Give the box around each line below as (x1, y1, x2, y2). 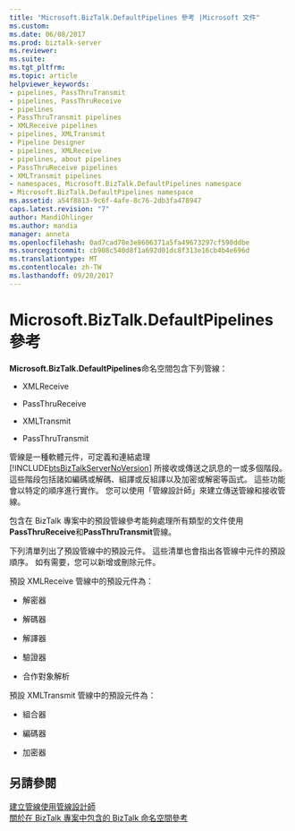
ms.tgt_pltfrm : (9, 64, 66, 73)
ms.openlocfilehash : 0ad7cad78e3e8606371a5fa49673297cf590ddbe (9, 238, 250, 247)
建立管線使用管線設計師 (9, 801, 96, 811)
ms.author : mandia (9, 221, 78, 230)
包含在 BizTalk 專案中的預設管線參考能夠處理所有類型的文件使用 (9, 515, 244, 526)
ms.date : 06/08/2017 (9, 30, 87, 39)
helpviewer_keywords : (9, 80, 90, 89)
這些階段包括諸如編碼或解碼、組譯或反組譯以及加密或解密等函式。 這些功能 (9, 474, 286, 484)
